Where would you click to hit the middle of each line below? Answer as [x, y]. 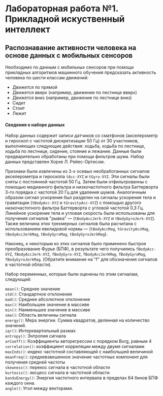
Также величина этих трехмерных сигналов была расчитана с [71, 224]
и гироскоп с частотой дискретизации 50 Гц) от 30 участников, [72, 141]
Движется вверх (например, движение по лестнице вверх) [75, 92]
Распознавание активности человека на [71, 48]
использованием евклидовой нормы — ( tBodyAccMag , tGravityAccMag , [77, 229]
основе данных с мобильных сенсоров [69, 55]
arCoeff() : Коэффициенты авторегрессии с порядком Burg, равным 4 [78, 341]
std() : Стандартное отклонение [39, 294]
